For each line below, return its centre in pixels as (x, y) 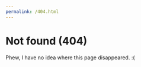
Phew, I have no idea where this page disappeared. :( (70, 58)
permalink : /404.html (32, 12)
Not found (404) (47, 41)
